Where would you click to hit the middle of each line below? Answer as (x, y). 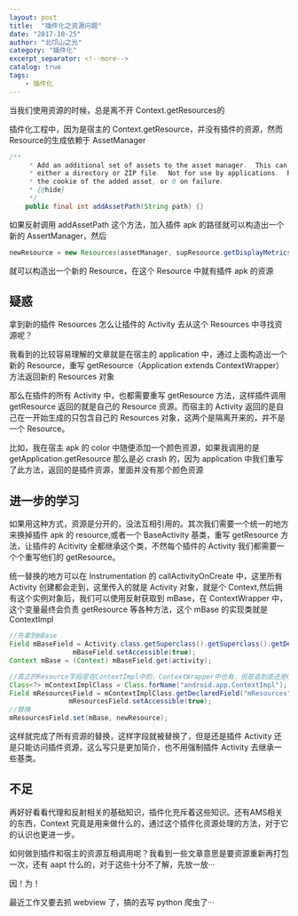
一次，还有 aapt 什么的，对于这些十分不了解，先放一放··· (112, 864)
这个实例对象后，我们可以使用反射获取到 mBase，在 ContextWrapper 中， (152, 599)
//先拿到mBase (33, 636)
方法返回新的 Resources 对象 (62, 377)
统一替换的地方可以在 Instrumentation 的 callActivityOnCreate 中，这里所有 (146, 576)
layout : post (33, 17)
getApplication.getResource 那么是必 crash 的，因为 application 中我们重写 (146, 459)
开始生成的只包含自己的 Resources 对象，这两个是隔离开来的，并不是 (159, 418)
